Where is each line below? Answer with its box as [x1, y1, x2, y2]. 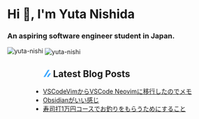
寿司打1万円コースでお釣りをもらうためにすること [43, 104, 186, 113]
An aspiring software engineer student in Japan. [7, 31, 175, 41]
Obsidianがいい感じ [43, 95, 99, 104]
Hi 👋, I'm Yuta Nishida [7, 6, 135, 22]
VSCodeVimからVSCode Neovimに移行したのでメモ [43, 87, 192, 95]
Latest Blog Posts [52, 68, 131, 79]
